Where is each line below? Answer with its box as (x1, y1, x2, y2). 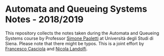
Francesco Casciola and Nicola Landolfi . (5, 46, 88, 52)
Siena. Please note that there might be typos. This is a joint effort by (5, 40, 144, 46)
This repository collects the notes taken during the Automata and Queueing (5, 30, 160, 36)
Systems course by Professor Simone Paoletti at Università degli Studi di (5, 35, 154, 41)
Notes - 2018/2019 (5, 14, 83, 25)
